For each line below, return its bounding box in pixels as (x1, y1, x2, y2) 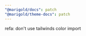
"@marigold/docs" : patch (5, 7, 57, 12)
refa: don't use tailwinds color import (5, 25, 81, 31)
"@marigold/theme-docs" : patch (5, 12, 70, 17)
